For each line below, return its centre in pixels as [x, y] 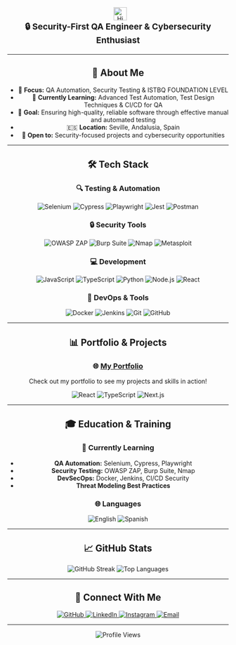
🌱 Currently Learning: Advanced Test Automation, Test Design [123, 97]
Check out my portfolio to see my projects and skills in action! [118, 381]
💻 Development [118, 261]
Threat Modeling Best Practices [123, 485]
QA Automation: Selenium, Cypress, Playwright [123, 463]
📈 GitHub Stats [118, 548]
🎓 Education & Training [118, 424]
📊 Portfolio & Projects [118, 342]
